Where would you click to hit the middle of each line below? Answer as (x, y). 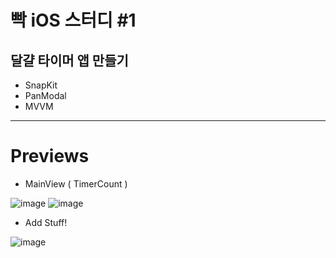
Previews (50, 156)
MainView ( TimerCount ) (76, 183)
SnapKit (41, 85)
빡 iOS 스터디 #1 (73, 20)
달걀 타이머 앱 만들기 (69, 60)
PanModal (45, 95)
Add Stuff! (46, 222)
